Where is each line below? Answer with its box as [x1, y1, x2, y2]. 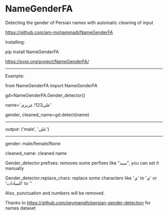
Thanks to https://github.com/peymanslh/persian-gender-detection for [5, 199, 151, 205]
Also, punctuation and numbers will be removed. [5, 190, 105, 196]
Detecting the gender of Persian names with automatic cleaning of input [5, 20, 153, 26]
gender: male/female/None [5, 140, 61, 146]
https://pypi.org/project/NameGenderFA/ [5, 58, 89, 64]
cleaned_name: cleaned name [5, 150, 67, 156]
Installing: [5, 39, 25, 45]
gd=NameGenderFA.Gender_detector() [5, 92, 85, 98]
